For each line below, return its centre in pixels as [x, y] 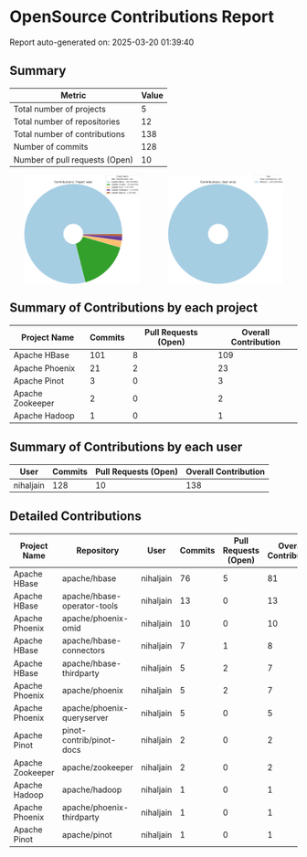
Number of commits [51, 147]
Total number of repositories [67, 122]
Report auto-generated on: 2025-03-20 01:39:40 [102, 42]
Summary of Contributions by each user [126, 447]
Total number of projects [60, 109]
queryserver [85, 718]
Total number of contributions [69, 134]
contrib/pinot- [90, 740]
